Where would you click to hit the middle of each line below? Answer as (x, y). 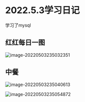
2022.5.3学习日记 (42, 10)
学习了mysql (18, 25)
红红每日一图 (25, 42)
